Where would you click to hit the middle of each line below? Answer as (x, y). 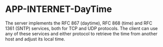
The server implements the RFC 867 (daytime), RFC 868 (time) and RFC (79, 23)
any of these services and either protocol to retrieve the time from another (81, 33)
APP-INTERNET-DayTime (59, 9)
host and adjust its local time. (35, 39)
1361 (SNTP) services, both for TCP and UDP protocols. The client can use (81, 28)
